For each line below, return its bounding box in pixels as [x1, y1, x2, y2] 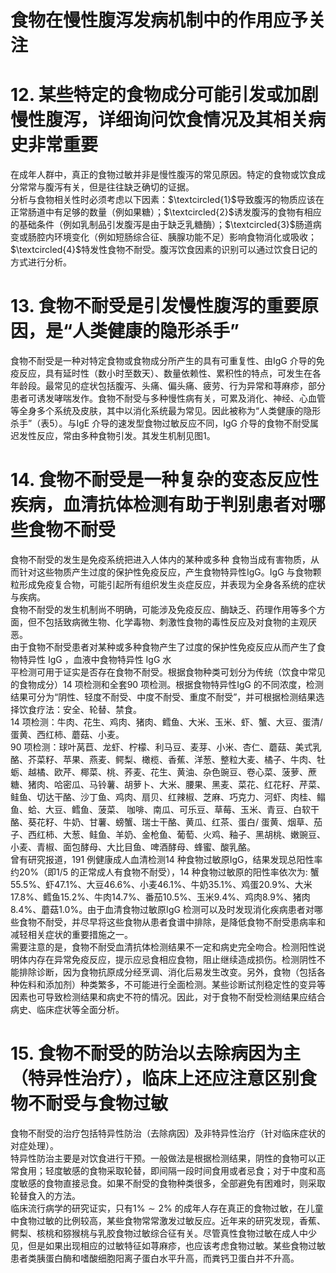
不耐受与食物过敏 [28, 1092, 169, 1115]
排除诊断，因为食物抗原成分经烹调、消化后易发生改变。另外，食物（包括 [18, 966, 317, 978]
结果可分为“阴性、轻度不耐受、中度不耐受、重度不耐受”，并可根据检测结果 [10, 691, 317, 703]
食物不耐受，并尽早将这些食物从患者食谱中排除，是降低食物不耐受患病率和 [18, 916, 326, 928]
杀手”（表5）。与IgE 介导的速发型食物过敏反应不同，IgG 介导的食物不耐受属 [10, 417, 319, 430]
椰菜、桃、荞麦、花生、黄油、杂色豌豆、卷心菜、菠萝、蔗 [79, 766, 317, 778]
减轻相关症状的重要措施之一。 [10, 929, 133, 940]
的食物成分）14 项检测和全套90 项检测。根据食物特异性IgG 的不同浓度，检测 [10, 679, 324, 690]
